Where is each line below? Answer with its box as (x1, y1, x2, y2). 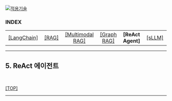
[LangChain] (8, 34, 38, 41)
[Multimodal (64, 31, 94, 38)
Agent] (122, 37, 140, 44)
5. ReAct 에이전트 (5, 61, 59, 70)
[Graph (99, 31, 117, 38)
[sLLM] (146, 34, 164, 41)
